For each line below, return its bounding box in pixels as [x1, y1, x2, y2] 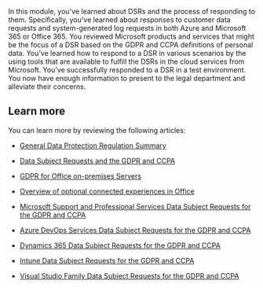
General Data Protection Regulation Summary [19, 141, 166, 150]
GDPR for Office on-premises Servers [19, 171, 142, 180]
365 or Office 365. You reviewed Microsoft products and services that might [8, 31, 255, 41]
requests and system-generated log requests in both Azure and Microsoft [8, 24, 247, 32]
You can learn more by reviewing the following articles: [8, 125, 186, 135]
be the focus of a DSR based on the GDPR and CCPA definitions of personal [8, 40, 254, 50]
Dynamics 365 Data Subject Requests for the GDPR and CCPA [19, 240, 221, 250]
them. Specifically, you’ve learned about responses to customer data [8, 15, 232, 24]
